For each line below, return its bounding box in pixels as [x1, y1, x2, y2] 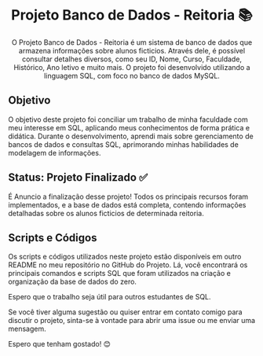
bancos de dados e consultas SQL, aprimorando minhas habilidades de [8, 139, 239, 149]
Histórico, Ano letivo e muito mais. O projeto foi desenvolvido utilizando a [13, 62, 250, 72]
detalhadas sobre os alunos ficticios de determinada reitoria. [8, 208, 204, 218]
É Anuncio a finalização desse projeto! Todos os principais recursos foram [8, 192, 249, 201]
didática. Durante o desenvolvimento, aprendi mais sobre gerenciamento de [8, 131, 254, 141]
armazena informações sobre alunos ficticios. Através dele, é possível [18, 46, 246, 55]
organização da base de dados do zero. [8, 277, 137, 287]
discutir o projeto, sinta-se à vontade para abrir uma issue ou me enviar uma [8, 316, 256, 325]
